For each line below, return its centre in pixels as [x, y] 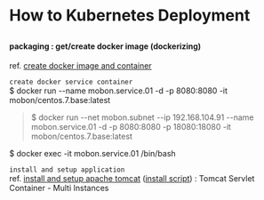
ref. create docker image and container [81, 66]
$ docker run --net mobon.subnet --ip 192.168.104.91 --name [142, 117]
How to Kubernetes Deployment [130, 16]
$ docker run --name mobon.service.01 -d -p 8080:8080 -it [119, 91]
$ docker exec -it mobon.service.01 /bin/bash [92, 154]
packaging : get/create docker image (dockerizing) [105, 46]
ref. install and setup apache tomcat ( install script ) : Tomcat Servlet [132, 179]
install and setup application [67, 170]
